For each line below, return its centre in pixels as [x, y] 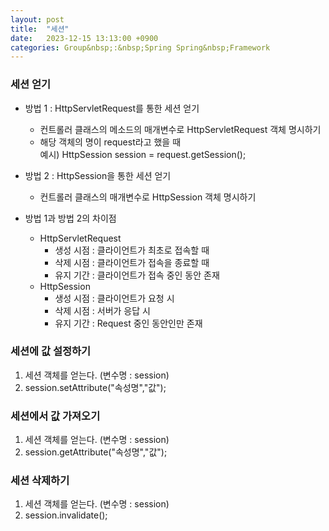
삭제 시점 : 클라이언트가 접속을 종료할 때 [132, 262]
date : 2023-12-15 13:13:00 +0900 [84, 38]
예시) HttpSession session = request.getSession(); [143, 154]
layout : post [37, 19]
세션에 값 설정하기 [51, 351]
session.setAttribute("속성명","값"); [95, 387]
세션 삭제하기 [40, 481]
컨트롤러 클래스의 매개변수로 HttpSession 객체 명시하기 [148, 197]
